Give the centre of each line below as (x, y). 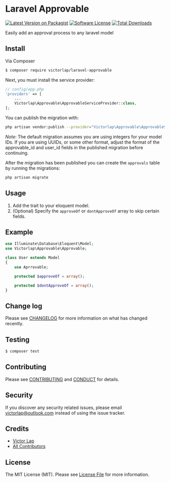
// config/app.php (25, 89)
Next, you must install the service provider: (50, 80)
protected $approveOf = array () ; (50, 276)
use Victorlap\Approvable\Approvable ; (46, 249)
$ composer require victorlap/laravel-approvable (59, 70)
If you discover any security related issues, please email (64, 407)
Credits (17, 428)
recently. (14, 324)
